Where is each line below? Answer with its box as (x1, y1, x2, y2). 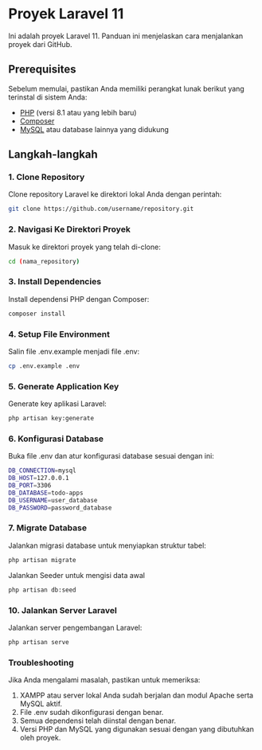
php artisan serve (8, 638, 69, 646)
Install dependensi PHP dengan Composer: (8, 294, 150, 303)
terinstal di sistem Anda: (8, 92, 88, 102)
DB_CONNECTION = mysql (8, 467, 77, 475)
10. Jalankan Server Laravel (8, 604, 117, 615)
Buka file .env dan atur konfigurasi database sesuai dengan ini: (8, 451, 215, 461)
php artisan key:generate (8, 415, 94, 423)
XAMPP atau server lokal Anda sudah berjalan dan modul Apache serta (19, 690, 253, 701)
